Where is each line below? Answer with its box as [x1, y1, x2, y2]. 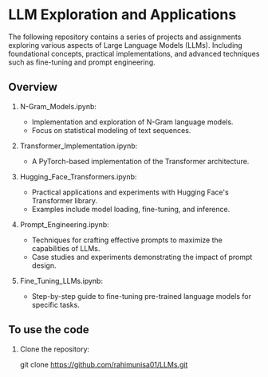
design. [31, 261, 57, 270]
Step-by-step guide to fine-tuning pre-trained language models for [31, 291, 251, 300]
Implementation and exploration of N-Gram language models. [31, 117, 234, 127]
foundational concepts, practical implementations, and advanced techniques [8, 49, 260, 58]
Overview [8, 81, 58, 94]
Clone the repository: [19, 344, 90, 354]
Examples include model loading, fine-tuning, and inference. [31, 204, 231, 214]
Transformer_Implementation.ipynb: [19, 141, 138, 151]
